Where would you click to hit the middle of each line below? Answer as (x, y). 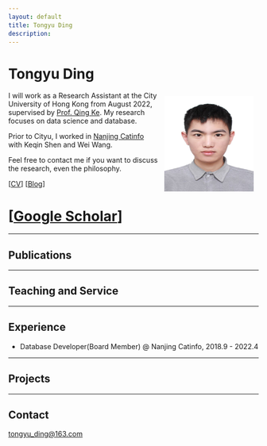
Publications (40, 255)
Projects (29, 379)
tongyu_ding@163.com (46, 434)
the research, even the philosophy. (65, 169)
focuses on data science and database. (73, 121)
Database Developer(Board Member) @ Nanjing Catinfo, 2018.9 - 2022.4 (139, 346)
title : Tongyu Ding (41, 25)
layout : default (35, 17)
